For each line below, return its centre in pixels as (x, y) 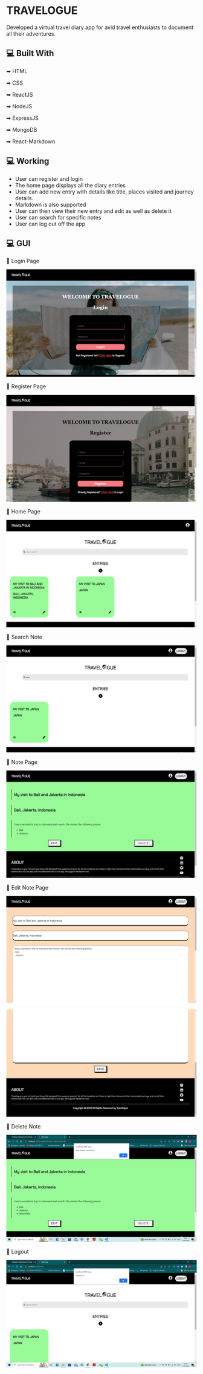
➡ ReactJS (20, 94)
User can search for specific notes (58, 217)
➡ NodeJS (19, 106)
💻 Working (28, 161)
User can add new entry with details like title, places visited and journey (105, 192)
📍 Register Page (26, 386)
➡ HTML (17, 71)
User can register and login (49, 178)
